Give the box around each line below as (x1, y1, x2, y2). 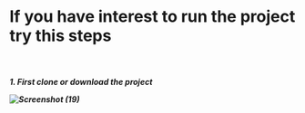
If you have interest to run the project (9, 6, 296, 27)
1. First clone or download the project (9, 76, 153, 87)
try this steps (9, 25, 112, 46)
